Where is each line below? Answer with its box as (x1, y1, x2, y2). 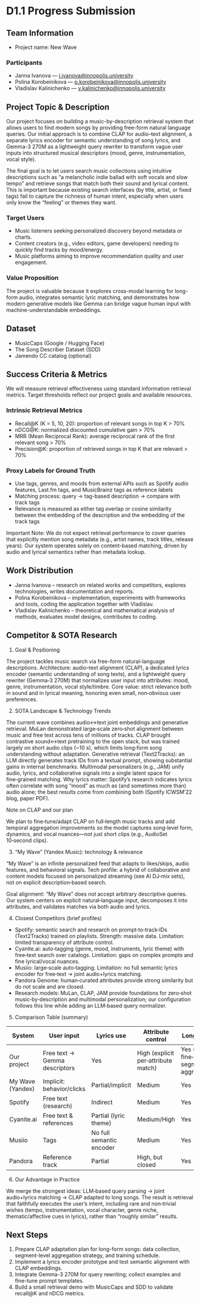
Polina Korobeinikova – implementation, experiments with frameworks (14, 594, 186, 601)
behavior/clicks (42, 1084, 86, 1093)
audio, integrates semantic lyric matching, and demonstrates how (18, 294, 180, 301)
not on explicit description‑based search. (6, 878, 107, 886)
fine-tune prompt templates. (14, 1277, 85, 1285)
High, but (136, 1153, 162, 1161)
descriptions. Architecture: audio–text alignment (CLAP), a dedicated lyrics (6, 664, 189, 671)
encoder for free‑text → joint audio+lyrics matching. (14, 970, 142, 977)
